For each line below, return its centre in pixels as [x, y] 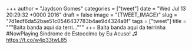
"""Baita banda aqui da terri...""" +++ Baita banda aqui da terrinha [86, 27]
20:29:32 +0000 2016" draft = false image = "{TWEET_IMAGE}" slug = [92, 15]
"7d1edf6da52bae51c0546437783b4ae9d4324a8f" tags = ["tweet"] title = [96, 21]
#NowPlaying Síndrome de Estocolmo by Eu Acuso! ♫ [72, 34]
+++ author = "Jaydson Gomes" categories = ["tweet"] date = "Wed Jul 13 [96, 9]
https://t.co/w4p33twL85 [37, 40]
